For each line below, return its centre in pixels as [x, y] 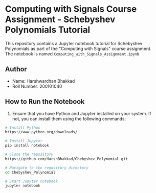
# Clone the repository [29, 155]
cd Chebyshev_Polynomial [30, 172]
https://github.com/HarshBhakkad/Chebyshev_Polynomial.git [67, 159]
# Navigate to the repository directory [47, 168]
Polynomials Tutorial [48, 30]
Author [16, 69]
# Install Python [23, 128]
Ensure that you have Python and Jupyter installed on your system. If [82, 113]
